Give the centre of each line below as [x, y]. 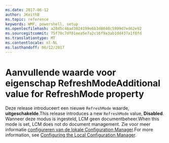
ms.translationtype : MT [30, 38]
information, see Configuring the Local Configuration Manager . [71, 135]
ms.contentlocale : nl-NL [31, 43]
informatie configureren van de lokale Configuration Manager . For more [79, 129]
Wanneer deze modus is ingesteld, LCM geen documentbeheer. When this [82, 119]
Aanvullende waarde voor [61, 73]
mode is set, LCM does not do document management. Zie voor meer [78, 124]
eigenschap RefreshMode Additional [83, 83]
